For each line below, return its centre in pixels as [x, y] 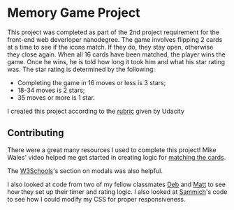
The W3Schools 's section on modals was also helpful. [85, 171]
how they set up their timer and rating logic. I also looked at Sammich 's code [117, 192]
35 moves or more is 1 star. [56, 97]
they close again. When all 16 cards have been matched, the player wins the [116, 54]
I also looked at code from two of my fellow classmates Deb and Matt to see [116, 184]
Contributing [36, 133]
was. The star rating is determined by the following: [81, 69]
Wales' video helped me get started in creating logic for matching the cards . [117, 157]
